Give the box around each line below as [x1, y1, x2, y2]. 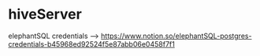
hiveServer [8, 5, 83, 23]
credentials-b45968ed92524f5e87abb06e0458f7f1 [8, 39, 175, 48]
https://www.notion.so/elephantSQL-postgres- [101, 31, 252, 40]
